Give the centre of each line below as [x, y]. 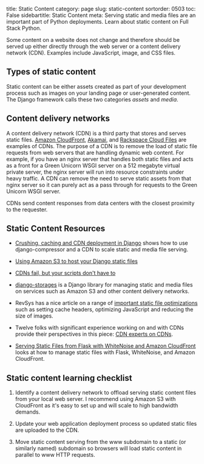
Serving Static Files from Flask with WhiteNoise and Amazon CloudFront [105, 346]
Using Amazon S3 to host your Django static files [76, 261]
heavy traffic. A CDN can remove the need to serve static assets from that [99, 178]
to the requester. [27, 210]
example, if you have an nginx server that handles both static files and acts [100, 159]
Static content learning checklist [69, 378]
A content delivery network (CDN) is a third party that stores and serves [96, 133]
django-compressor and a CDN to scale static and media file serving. [101, 250]
